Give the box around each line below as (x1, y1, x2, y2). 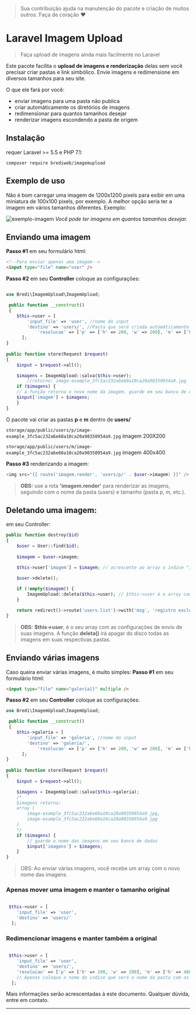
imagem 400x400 (122, 449, 166, 456)
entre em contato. (6, 997, 49, 1004)
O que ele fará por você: (6, 86, 65, 93)
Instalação (6, 133, 45, 143)
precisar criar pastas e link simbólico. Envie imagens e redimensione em (6, 69, 180, 76)
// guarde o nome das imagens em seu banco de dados (27, 838, 158, 844)
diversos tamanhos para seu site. (6, 74, 86, 81)
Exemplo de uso (6, 176, 65, 186)
